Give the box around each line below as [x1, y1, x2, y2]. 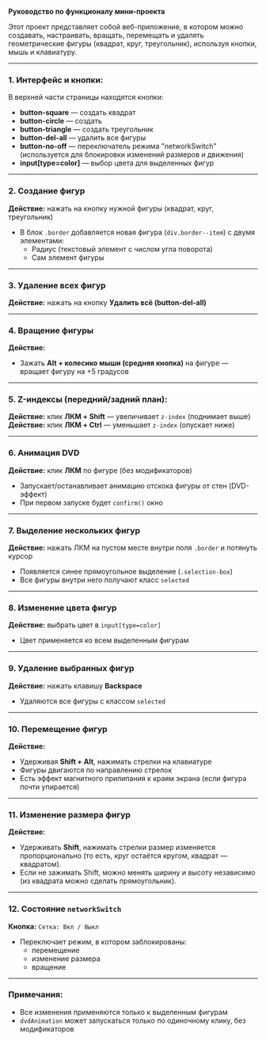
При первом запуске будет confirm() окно [19, 498, 164, 507]
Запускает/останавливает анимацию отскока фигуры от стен [19, 481, 227, 490]
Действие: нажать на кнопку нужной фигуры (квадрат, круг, [8, 204, 215, 213]
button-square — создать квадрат [19, 108, 136, 117]
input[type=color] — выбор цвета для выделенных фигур [19, 158, 215, 168]
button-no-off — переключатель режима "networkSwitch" [19, 142, 217, 151]
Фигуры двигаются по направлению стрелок [19, 765, 173, 775]
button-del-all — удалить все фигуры [19, 133, 146, 143]
